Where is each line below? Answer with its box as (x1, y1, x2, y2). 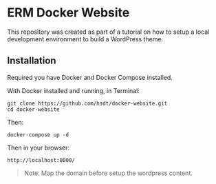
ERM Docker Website (7, 5, 130, 21)
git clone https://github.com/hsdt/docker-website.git (7, 100, 168, 107)
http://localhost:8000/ (7, 156, 76, 163)
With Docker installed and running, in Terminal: (7, 86, 140, 94)
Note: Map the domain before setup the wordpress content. (23, 169, 193, 177)
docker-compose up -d (7, 131, 69, 139)
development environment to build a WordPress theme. (7, 34, 164, 43)
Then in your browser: (7, 143, 70, 152)
